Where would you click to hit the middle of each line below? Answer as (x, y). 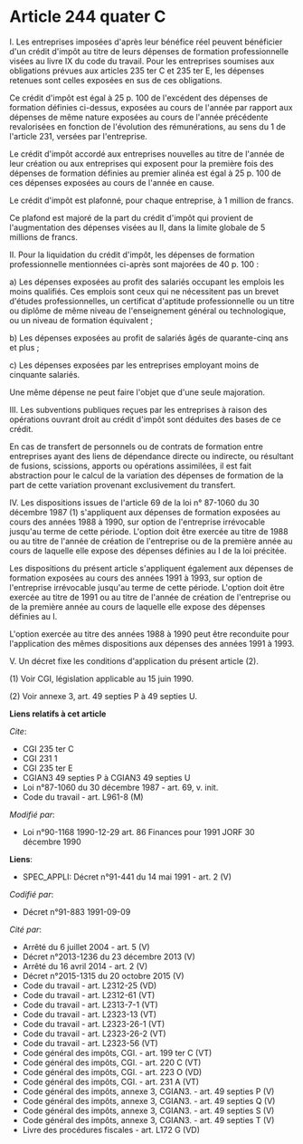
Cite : (18, 731)
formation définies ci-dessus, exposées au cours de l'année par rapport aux (151, 107)
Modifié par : (33, 814)
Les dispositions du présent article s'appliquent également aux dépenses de (151, 568)
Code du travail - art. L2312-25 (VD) (90, 985)
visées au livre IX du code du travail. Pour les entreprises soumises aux (142, 61)
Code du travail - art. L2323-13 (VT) (89, 1014)
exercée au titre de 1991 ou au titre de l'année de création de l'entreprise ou (150, 597)
